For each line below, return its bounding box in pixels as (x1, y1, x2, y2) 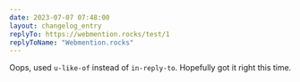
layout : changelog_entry (9, 21, 102, 30)
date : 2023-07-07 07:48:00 (9, 12, 110, 22)
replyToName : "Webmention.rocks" (9, 37, 134, 47)
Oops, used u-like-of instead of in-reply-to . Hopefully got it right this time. (9, 62, 292, 73)
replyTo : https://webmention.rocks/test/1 (9, 29, 170, 38)
